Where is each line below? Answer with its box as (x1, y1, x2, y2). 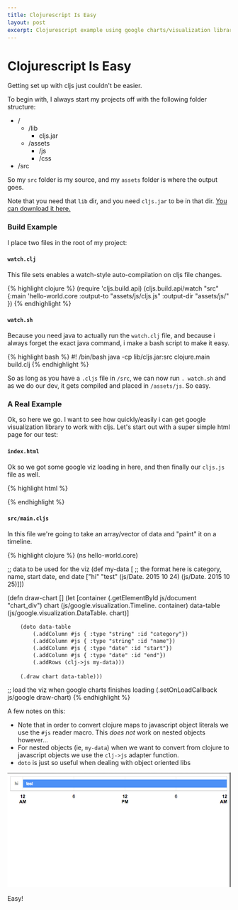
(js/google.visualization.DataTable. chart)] (7, 608, 130, 617)
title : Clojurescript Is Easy (7, 11, 97, 18)
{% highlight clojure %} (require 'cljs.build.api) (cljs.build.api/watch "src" (7, 284, 220, 293)
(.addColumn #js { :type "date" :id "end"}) (33, 651, 166, 659)
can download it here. (7, 205, 71, 213)
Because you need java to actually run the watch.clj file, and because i (7, 331, 215, 340)
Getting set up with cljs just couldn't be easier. (7, 82, 142, 90)
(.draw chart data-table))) (20, 673, 103, 680)
